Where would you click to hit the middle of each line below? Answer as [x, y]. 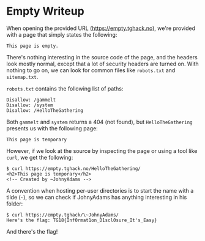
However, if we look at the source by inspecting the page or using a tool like [102, 150]
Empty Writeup [45, 11]
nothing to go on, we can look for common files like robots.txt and [91, 70]
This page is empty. [33, 46]
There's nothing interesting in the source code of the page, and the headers [102, 57]
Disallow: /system [30, 105]
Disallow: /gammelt [31, 100]
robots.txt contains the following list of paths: [65, 88]
